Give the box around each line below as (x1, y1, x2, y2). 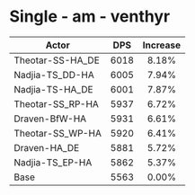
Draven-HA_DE (13, 141, 80, 154)
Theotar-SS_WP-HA (13, 127, 102, 139)
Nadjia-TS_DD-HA (13, 68, 94, 81)
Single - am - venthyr (9, 6, 171, 27)
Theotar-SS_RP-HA (13, 97, 99, 110)
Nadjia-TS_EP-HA (13, 155, 93, 168)
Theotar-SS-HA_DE (13, 54, 101, 66)
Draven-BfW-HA (13, 112, 87, 125)
